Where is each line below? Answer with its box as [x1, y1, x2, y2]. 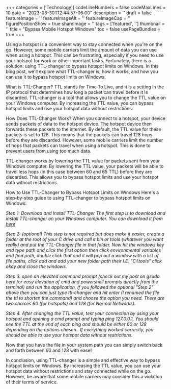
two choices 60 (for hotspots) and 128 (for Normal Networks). [6, 301, 136, 306]
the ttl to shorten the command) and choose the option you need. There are [6, 295, 165, 301]
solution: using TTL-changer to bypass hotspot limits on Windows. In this [6, 63, 159, 69]
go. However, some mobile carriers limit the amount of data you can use [6, 47, 157, 53]
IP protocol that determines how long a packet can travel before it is [6, 89, 148, 95]
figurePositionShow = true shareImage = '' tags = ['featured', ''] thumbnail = [6, 20, 165, 27]
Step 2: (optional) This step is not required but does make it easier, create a [6, 231, 165, 237]
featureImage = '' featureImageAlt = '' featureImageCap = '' [6, 15, 131, 21]
